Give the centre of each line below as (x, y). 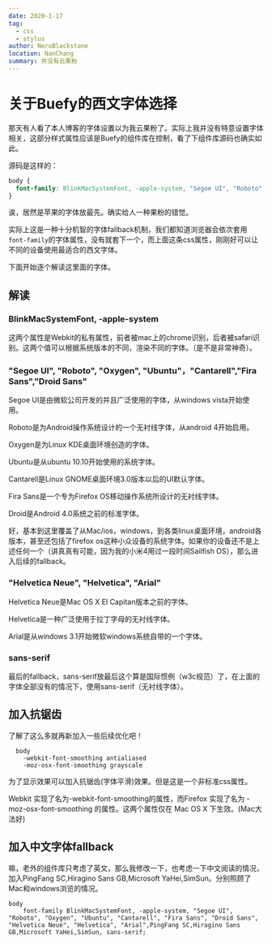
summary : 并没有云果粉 (43, 62)
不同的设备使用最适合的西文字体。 (65, 250)
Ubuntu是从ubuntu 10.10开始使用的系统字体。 (84, 462)
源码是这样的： (33, 165)
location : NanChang (41, 54)
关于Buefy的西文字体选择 (93, 104)
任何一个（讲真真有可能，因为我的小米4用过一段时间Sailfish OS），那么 (133, 551)
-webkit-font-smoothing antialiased (85, 758)
